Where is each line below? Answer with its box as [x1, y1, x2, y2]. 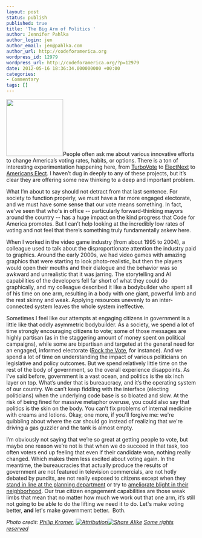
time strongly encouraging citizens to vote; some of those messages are [6, 328, 186, 334]
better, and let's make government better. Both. [6, 507, 126, 514]
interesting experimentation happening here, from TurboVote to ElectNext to [6, 163, 195, 170]
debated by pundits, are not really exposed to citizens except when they [6, 474, 186, 482]
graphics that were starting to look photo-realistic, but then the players [6, 258, 183, 264]
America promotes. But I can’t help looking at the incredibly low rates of [6, 220, 185, 227]
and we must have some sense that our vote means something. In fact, [6, 201, 183, 208]
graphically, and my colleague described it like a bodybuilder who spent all [6, 283, 192, 291]
